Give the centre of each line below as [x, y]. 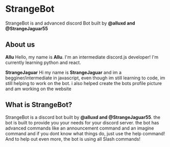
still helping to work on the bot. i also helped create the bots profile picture [84, 83]
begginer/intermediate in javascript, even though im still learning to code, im [85, 78]
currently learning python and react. [43, 62]
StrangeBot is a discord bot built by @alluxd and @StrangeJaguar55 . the [83, 117]
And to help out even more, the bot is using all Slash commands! [73, 139]
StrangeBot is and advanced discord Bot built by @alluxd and [70, 23]
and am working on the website [38, 89]
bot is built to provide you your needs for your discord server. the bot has [82, 122]
